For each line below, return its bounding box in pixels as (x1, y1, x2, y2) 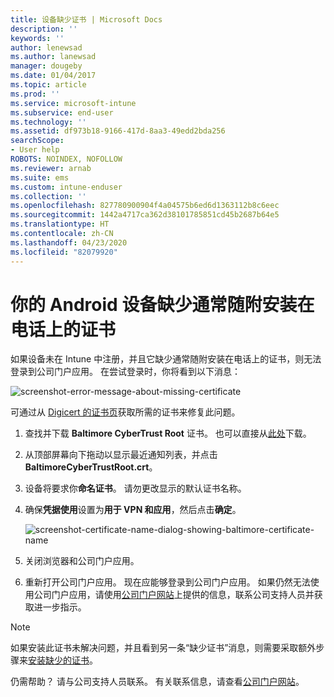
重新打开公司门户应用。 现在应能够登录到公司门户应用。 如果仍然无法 (24, 576, 311, 588)
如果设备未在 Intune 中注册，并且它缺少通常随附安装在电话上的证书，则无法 (10, 353, 322, 365)
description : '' (10, 24, 78, 34)
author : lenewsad (10, 42, 83, 53)
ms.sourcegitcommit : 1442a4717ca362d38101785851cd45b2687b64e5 (10, 210, 280, 220)
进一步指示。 (33, 601, 87, 613)
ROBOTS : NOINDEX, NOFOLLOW (10, 154, 123, 164)
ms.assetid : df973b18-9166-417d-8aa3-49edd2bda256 (10, 126, 226, 136)
